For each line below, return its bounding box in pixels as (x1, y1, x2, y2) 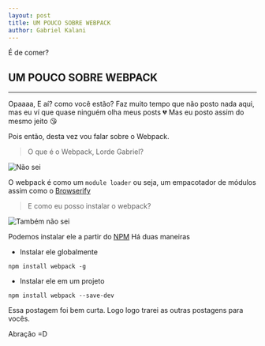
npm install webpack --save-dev (8, 291, 114, 300)
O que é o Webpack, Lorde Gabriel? (27, 147, 144, 156)
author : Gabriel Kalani (8, 26, 87, 34)
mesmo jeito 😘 (8, 116, 58, 126)
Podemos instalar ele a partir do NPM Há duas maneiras (8, 232, 191, 242)
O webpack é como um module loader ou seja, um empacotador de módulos (8, 178, 256, 187)
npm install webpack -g (8, 262, 87, 271)
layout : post (8, 11, 51, 20)
